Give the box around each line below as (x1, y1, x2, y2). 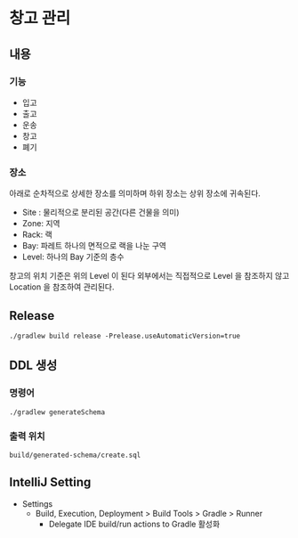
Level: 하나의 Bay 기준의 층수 (21, 251, 125, 263)
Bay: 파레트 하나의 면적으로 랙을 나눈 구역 (21, 240, 167, 251)
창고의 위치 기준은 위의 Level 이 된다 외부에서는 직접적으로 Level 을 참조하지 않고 (9, 271, 290, 281)
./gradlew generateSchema (9, 407, 105, 417)
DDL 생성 (9, 358, 58, 373)
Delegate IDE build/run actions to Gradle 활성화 (48, 518, 221, 529)
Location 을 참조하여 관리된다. (9, 281, 115, 292)
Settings (21, 498, 53, 509)
